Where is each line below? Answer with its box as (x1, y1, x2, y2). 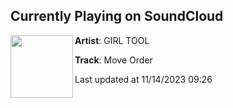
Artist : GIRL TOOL (74, 34, 150, 46)
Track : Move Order (74, 54, 153, 66)
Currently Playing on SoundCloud (10, 8, 224, 25)
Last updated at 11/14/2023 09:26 (74, 73, 213, 85)
